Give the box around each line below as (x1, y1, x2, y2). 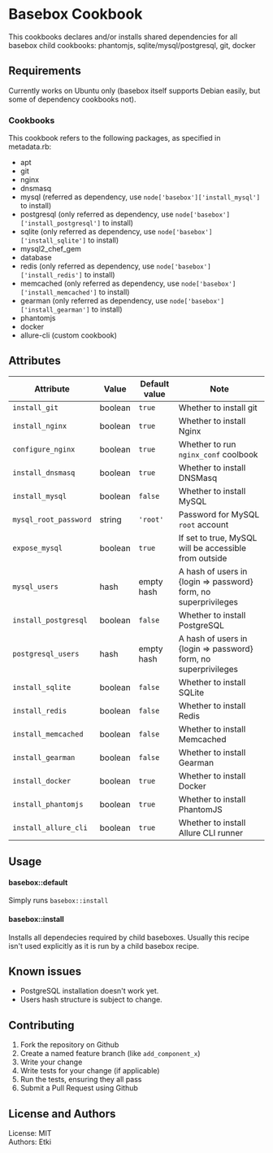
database (19, 253, 52, 263)
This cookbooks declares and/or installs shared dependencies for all (8, 32, 238, 41)
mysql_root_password (12, 514, 92, 524)
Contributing (8, 1018, 75, 1032)
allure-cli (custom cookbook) (19, 330, 118, 340)
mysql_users (12, 582, 59, 591)
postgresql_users (12, 649, 80, 658)
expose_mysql (12, 543, 63, 552)
